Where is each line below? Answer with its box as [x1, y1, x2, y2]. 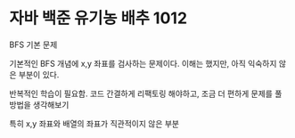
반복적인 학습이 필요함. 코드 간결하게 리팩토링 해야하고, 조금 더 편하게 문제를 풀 [9, 88, 283, 99]
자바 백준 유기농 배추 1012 [9, 8, 188, 28]
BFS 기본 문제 [9, 39, 58, 50]
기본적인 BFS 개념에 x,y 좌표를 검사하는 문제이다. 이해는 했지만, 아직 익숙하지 [9, 58, 277, 69]
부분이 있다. [18, 69, 60, 80]
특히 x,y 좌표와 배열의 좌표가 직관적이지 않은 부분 [9, 118, 180, 129]
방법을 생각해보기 [9, 99, 70, 110]
